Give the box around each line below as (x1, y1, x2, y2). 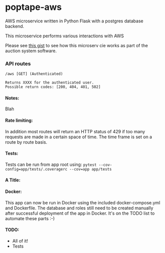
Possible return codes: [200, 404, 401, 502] (5, 84, 101, 89)
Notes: (5, 95, 20, 101)
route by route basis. (5, 139, 48, 145)
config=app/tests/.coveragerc (5, 167, 68, 171)
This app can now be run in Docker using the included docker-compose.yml (5, 199, 161, 205)
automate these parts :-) (5, 215, 55, 221)
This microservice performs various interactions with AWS (5, 33, 124, 39)
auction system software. (5, 48, 57, 54)
